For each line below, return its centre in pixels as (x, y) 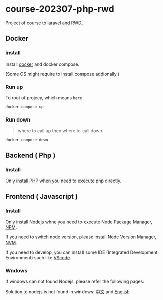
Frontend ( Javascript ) (42, 196)
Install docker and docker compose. (42, 64)
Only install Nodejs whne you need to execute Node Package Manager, (79, 222)
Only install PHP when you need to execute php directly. (63, 181)
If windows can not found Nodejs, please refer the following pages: (75, 281)
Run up (14, 87)
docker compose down (27, 140)
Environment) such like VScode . (38, 257)
